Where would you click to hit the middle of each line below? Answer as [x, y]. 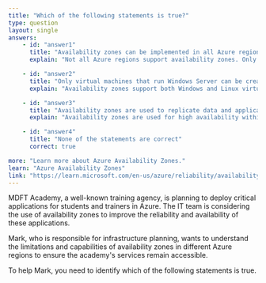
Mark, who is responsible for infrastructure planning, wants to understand [128, 239]
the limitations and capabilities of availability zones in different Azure [120, 247]
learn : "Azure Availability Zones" [67, 168]
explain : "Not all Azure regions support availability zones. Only [143, 60]
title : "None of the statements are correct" [105, 139]
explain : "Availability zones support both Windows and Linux [134, 89]
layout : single [33, 30]
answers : [23, 38]
